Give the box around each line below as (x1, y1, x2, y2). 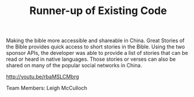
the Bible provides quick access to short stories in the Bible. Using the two (6, 43, 185, 50)
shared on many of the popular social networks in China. (6, 62, 142, 69)
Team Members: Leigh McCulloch (6, 85, 88, 92)
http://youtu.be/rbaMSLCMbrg (6, 73, 79, 80)
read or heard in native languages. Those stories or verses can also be (6, 56, 176, 63)
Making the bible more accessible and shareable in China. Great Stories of (6, 37, 185, 44)
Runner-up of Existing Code (29, 4, 167, 18)
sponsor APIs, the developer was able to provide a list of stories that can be (6, 50, 188, 57)
